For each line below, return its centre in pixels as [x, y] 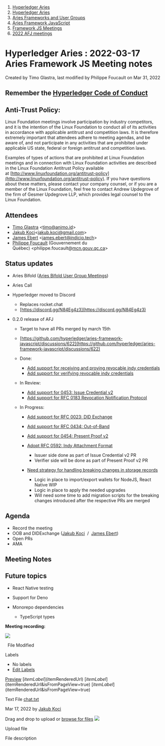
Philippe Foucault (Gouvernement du [50, 243]
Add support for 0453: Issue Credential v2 [70, 392]
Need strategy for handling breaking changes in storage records [92, 470]
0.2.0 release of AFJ [33, 319]
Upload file [16, 728]
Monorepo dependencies [38, 607]
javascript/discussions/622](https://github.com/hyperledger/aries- [87, 344]
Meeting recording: [25, 626]
